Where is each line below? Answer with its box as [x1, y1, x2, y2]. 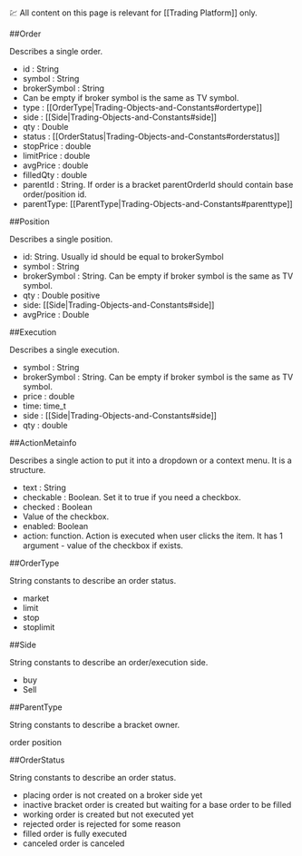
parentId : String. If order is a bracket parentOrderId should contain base [22, 180, 294, 190]
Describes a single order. [9, 46, 103, 56]
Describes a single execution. [9, 344, 120, 355]
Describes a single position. [9, 234, 113, 244]
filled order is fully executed [22, 829, 127, 839]
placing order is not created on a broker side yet [22, 790, 203, 801]
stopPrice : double [22, 141, 92, 152]
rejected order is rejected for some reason [22, 819, 181, 829]
